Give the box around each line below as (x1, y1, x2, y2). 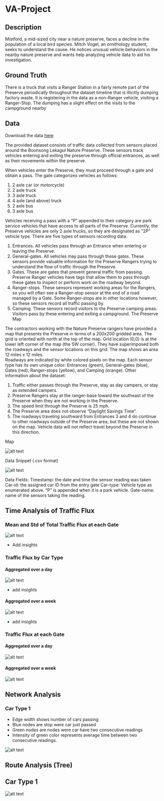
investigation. (5, 57, 32, 62)
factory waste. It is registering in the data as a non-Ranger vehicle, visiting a (5, 94, 159, 100)
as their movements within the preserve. (5, 157, 87, 163)
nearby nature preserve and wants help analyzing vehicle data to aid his (5, 52, 150, 58)
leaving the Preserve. (12, 248, 55, 254)
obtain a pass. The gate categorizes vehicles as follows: (5, 172, 118, 178)
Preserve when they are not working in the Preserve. (12, 397, 119, 404)
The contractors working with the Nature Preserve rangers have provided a (5, 326, 157, 331)
